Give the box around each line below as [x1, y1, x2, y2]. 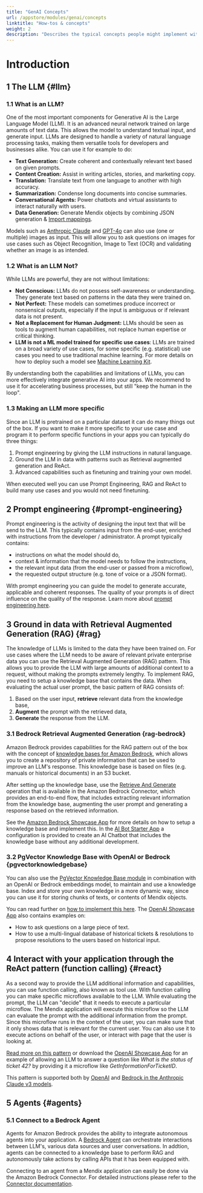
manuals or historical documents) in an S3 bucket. [6, 769, 131, 777]
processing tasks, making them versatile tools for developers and [6, 139, 169, 146]
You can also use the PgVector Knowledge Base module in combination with [6, 874, 196, 881]
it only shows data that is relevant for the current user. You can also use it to [6, 1024, 196, 1032]
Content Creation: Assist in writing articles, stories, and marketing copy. [14, 170, 196, 178]
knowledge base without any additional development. [6, 838, 140, 845]
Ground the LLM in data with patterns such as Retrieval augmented [14, 455, 182, 463]
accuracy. [14, 183, 40, 190]
